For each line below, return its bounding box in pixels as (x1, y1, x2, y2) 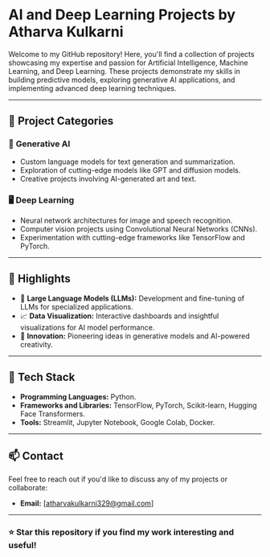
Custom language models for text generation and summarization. (19, 157, 235, 166)
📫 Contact (8, 448, 64, 463)
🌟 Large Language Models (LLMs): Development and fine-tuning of (19, 293, 245, 303)
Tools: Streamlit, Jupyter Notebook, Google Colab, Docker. (19, 417, 215, 427)
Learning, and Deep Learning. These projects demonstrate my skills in (8, 66, 241, 76)
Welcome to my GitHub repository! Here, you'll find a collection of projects (8, 49, 255, 59)
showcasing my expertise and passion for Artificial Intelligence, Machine (8, 58, 248, 68)
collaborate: (8, 483, 48, 493)
